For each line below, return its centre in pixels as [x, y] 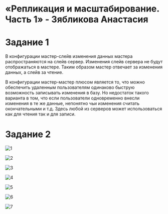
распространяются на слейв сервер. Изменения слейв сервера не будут [84, 62]
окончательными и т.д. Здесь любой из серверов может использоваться [83, 109]
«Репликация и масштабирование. [82, 9]
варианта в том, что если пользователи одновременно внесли [72, 98]
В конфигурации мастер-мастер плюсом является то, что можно [75, 82]
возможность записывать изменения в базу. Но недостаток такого [77, 93]
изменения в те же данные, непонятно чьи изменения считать [72, 103]
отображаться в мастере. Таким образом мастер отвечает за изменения [84, 67]
